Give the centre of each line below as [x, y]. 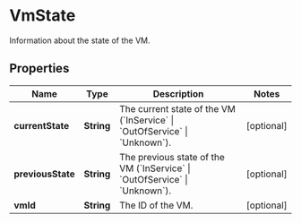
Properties [39, 69]
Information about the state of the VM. [80, 40]
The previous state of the [172, 157]
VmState [43, 16]
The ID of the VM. [156, 205]
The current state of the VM [177, 108]
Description [178, 93]
